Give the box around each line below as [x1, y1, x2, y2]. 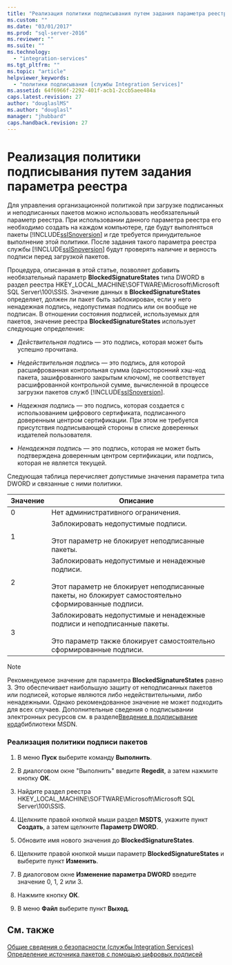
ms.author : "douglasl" [7, 106, 72, 113]
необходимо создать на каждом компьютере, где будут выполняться [7, 223, 213, 231]
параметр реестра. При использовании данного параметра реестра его [7, 216, 222, 224]
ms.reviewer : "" [7, 36, 54, 43]
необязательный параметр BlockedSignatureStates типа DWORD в [7, 274, 205, 282]
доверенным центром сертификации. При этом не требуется [17, 416, 199, 425]
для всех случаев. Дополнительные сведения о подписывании [7, 705, 194, 714]
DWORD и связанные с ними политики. [7, 479, 123, 488]
